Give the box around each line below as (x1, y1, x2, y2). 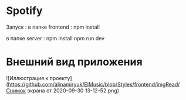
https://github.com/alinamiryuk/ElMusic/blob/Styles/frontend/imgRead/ (8, 81, 180, 88)
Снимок (6, 87, 26, 94)
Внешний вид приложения (6, 56, 143, 68)
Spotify (6, 4, 43, 18)
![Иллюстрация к (6, 74, 49, 81)
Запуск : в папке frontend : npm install (6, 23, 100, 30)
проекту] (49, 74, 72, 81)
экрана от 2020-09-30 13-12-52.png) (27, 87, 119, 94)
